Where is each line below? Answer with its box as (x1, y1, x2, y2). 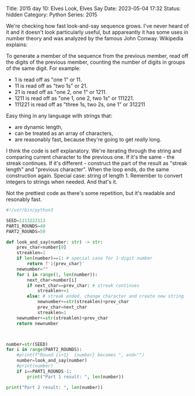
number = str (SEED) (6, 341, 48, 347)
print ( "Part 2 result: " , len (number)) (6, 384, 103, 390)
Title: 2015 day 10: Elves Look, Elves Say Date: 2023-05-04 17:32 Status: (6, 5, 181, 12)
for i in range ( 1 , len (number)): (16, 272, 98, 277)
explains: (6, 41, 28, 48)
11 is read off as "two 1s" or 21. (14, 82, 88, 89)
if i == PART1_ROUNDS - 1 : (16, 368, 72, 374)
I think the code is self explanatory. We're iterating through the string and (6, 147, 182, 154)
